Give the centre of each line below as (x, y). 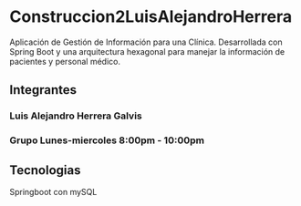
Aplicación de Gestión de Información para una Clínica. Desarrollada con (146, 42)
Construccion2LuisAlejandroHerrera (151, 17)
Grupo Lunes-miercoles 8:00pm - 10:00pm (107, 140)
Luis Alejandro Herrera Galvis (76, 116)
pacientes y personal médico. (65, 61)
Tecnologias (45, 170)
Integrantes (43, 90)
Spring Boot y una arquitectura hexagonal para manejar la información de (147, 51)
